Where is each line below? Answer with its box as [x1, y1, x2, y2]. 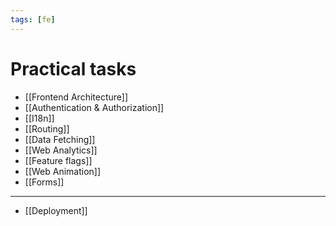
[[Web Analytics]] [24, 144, 98, 156]
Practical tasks [10, 57, 137, 80]
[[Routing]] [24, 122, 70, 135]
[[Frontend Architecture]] [24, 91, 129, 103]
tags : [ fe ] [10, 14, 56, 25]
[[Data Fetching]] [24, 133, 96, 145]
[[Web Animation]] [24, 165, 102, 177]
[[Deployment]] [24, 204, 88, 216]
